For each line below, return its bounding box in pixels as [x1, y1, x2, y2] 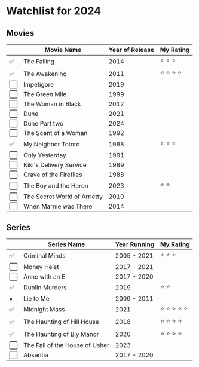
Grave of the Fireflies [23, 170, 82, 179]
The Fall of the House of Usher [23, 341, 109, 349]
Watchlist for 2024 [6, 4, 102, 18]
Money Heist [23, 262, 59, 271]
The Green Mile [23, 90, 67, 98]
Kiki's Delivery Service [23, 161, 87, 169]
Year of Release [108, 46, 154, 54]
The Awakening [23, 69, 67, 78]
